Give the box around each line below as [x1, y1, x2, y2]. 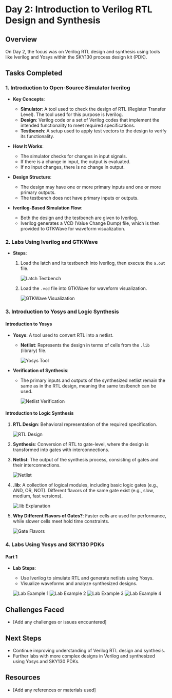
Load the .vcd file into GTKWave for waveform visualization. [20, 285, 147, 291]
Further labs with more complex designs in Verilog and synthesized [12, 653, 155, 659]
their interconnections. [12, 462, 61, 468]
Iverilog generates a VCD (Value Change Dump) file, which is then [20, 220, 160, 226]
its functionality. [20, 133, 54, 139]
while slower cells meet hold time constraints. [12, 518, 109, 525]
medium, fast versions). [12, 493, 63, 499]
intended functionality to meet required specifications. [20, 122, 136, 128]
